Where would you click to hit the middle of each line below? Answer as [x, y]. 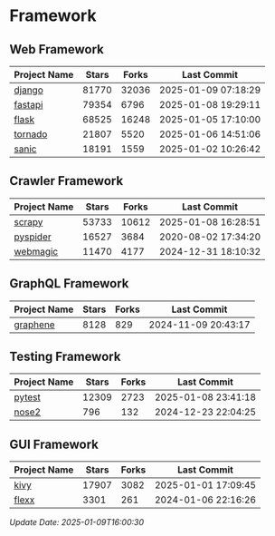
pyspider [33, 237]
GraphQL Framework [69, 283]
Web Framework [57, 49]
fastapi [28, 105]
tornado [31, 134]
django [28, 90]
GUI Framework [54, 444]
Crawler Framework [66, 181]
